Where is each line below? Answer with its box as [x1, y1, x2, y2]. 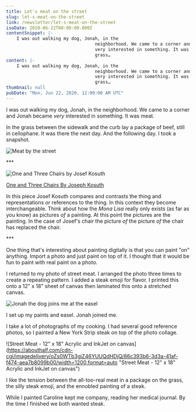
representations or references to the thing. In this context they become [6, 199, 176, 206]
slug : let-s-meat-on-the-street [6, 14, 85, 20]
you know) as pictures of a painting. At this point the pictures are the [6, 211, 171, 218]
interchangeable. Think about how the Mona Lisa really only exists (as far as [6, 205, 190, 212]
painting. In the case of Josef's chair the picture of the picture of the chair [6, 217, 184, 224]
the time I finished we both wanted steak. [6, 400, 106, 407]
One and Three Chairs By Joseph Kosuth [6, 181, 104, 188]
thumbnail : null [6, 85, 45, 91]
